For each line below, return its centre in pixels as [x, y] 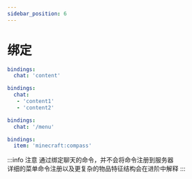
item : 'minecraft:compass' [53, 146]
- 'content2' [35, 108]
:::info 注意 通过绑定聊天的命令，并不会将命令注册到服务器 [90, 160]
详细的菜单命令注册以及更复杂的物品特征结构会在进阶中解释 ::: [97, 169]
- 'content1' [35, 102]
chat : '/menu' [34, 127]
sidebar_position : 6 [37, 14]
